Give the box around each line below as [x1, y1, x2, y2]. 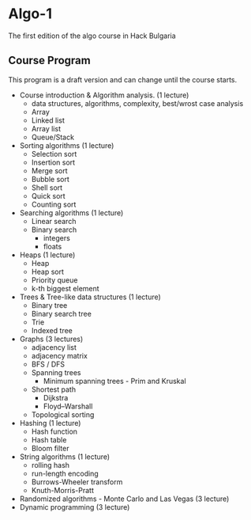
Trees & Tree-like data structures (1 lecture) [19, 292, 162, 302]
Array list [31, 123, 62, 133]
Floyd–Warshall [43, 401, 93, 411]
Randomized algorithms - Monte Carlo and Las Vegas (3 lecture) [19, 494, 230, 503]
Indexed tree [31, 325, 73, 335]
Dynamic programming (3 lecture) [19, 502, 130, 511]
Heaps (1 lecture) [19, 250, 76, 260]
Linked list [31, 116, 65, 125]
